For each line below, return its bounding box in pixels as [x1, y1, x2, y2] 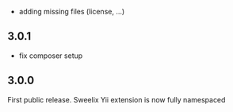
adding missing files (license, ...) [18, 7, 125, 16]
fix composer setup [18, 51, 83, 60]
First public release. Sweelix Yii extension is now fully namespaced [7, 95, 226, 104]
